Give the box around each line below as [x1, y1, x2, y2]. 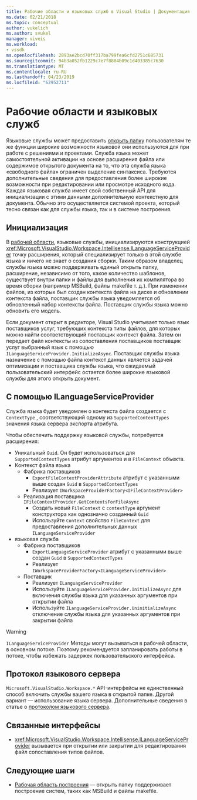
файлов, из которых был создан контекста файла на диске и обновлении [6, 288, 189, 295]
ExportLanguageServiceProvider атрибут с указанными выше [32, 548, 182, 555]
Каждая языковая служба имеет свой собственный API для [6, 186, 156, 194]
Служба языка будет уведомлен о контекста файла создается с [6, 407, 167, 415]
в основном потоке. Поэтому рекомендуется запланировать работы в [6, 645, 183, 653]
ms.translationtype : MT [6, 63, 64, 69]
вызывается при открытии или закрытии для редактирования [31, 742, 186, 749]
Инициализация [6, 223, 69, 233]
